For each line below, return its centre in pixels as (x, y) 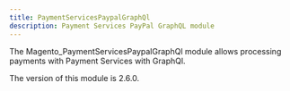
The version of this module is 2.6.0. (75, 78)
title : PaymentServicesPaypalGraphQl (80, 17)
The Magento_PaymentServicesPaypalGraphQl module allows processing (145, 51)
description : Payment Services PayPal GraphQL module (112, 26)
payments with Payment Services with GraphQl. (97, 61)
